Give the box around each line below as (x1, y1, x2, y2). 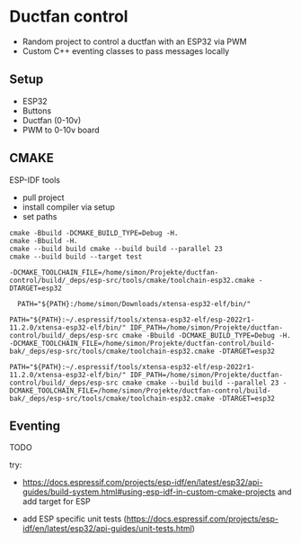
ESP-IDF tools (9, 174, 61, 186)
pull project (22, 192, 65, 203)
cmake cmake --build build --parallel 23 (121, 378, 279, 387)
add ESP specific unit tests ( (22, 513, 128, 524)
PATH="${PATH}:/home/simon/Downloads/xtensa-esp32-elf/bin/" (17, 299, 252, 308)
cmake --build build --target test (9, 252, 143, 261)
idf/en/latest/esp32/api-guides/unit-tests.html (22, 523, 193, 534)
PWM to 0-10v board (22, 124, 101, 135)
